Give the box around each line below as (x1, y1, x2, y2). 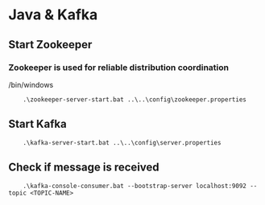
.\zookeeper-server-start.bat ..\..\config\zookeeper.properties (23, 95, 247, 104)
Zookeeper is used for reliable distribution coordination (8, 62, 230, 73)
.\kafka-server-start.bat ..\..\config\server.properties (23, 138, 222, 146)
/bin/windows (8, 80, 54, 89)
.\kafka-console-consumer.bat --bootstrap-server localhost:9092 (23, 182, 247, 190)
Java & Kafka (8, 6, 98, 24)
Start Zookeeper (8, 38, 93, 51)
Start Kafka (8, 117, 67, 131)
